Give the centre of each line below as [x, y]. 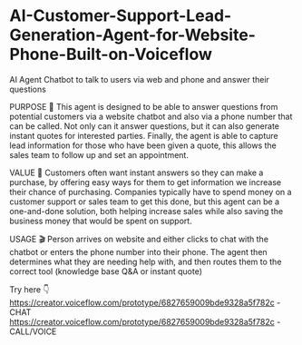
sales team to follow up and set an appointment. [99, 154]
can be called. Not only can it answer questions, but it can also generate [144, 126]
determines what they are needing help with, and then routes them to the [146, 261]
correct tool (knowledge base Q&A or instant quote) [106, 271]
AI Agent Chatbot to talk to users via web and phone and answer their [140, 79]
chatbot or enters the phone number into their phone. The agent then [138, 251]
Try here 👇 [29, 289]
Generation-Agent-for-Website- [133, 35]
